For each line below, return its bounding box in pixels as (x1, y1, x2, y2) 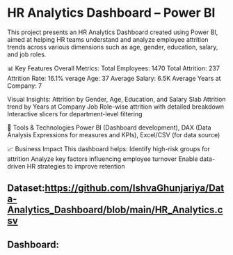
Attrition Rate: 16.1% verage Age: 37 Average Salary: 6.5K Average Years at (7, 74, 221, 82)
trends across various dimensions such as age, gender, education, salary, (7, 42, 218, 51)
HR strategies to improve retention (26, 162, 125, 170)
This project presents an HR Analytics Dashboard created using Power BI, (7, 28, 218, 36)
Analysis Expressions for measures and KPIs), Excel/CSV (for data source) (7, 130, 220, 139)
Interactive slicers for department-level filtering (7, 109, 143, 118)
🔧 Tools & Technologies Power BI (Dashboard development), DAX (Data (7, 123, 211, 132)
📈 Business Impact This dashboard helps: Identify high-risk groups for (7, 144, 211, 153)
